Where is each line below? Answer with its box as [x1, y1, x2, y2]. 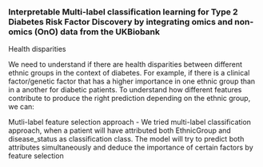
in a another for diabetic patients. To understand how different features [8, 85, 242, 95]
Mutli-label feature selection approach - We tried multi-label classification [8, 118, 252, 127]
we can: [8, 102, 34, 111]
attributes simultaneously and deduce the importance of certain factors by [8, 142, 253, 153]
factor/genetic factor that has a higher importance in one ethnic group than [8, 76, 256, 86]
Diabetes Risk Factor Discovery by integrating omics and [8, 16, 233, 27]
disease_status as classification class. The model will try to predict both [8, 134, 245, 144]
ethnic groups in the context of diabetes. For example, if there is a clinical [8, 68, 250, 78]
